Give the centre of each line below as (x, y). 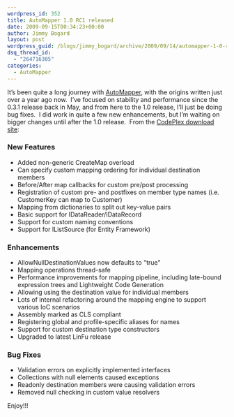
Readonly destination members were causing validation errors (106, 385)
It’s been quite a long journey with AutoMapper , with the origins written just (115, 92)
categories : (24, 66)
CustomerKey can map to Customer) (70, 199)
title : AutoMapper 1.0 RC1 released (60, 20)
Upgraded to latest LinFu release (64, 337)
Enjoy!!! (18, 406)
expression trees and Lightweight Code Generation (90, 285)
